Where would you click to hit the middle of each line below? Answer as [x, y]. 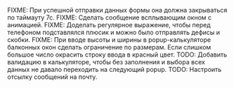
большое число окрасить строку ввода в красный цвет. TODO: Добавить [117, 54]
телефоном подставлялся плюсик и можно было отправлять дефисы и [113, 32]
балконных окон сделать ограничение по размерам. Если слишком [109, 47]
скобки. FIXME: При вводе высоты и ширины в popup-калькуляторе [109, 40]
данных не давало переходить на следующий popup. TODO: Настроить [115, 69]
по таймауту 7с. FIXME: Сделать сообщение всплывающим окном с [110, 17]
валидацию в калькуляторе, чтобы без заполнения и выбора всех [106, 62]
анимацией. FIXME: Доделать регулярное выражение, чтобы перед [109, 25]
